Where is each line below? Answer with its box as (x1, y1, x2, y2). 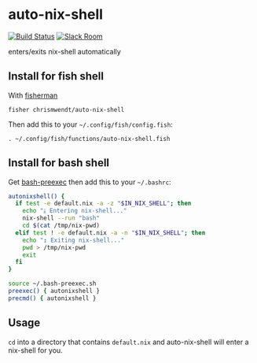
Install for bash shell (8, 156, 110, 170)
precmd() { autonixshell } (8, 294, 97, 302)
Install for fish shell (8, 69, 105, 83)
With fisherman (8, 91, 58, 100)
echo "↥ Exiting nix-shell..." (22, 236, 125, 244)
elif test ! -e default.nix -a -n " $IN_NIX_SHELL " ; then (15, 228, 206, 237)
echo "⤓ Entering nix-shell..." (22, 207, 127, 215)
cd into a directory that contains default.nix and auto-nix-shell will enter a (8, 337, 249, 346)
